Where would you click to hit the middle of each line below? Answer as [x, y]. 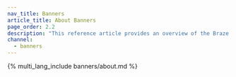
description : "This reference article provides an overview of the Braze [118, 33]
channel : [20, 40]
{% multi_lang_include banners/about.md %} [72, 66]
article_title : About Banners [52, 20]
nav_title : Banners [36, 14]
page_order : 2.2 [31, 27]
